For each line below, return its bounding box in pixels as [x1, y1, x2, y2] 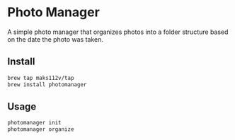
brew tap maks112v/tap [7, 74, 74, 81]
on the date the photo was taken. [7, 35, 104, 43]
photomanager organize [7, 126, 74, 133]
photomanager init [7, 119, 62, 127]
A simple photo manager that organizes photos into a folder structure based [7, 28, 229, 36]
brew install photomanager [7, 81, 87, 88]
